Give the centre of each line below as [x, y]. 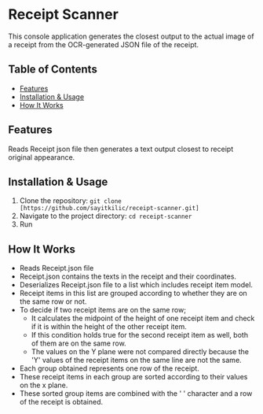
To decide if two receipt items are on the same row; [103, 310]
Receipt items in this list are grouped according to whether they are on [133, 294]
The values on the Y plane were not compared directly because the [140, 352]
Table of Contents [53, 70]
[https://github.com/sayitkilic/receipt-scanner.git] [109, 209]
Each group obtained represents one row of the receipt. [110, 368]
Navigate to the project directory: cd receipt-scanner [106, 216]
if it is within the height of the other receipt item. [109, 327]
